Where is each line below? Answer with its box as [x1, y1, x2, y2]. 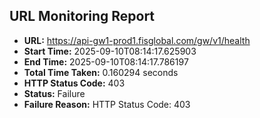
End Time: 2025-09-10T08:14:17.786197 [23, 55, 189, 68]
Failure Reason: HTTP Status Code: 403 [23, 98, 191, 110]
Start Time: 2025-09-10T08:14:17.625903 [23, 45, 197, 57]
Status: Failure [23, 87, 86, 99]
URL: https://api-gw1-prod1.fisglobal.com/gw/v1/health [23, 34, 251, 46]
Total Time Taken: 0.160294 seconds [23, 66, 179, 78]
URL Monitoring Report [9, 8, 156, 25]
